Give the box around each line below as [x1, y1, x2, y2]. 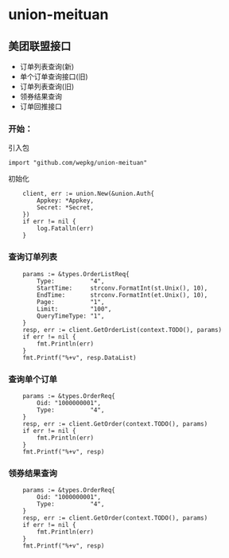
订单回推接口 [19, 102, 62, 111]
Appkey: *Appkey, [37, 197, 94, 205]
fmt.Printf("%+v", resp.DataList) [22, 353, 137, 361]
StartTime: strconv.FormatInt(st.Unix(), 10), [37, 284, 208, 292]
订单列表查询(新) [19, 62, 75, 71]
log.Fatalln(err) [37, 224, 94, 232]
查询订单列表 [8, 252, 58, 263]
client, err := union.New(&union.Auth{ [22, 189, 155, 198]
